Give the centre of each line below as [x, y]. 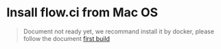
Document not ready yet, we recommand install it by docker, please [118, 31]
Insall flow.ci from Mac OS [82, 13]
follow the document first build [67, 38]
